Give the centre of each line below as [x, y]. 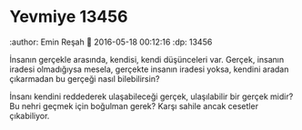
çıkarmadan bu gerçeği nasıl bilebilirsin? [85, 78]
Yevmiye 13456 [69, 17]
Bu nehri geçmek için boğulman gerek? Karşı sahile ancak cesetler [134, 105]
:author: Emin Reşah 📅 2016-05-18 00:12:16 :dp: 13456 [111, 42]
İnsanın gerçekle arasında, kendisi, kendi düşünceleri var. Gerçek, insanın [147, 59]
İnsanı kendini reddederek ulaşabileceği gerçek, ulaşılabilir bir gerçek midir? [151, 96]
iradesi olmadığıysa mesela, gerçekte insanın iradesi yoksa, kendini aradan [149, 69]
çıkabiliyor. [30, 115]
